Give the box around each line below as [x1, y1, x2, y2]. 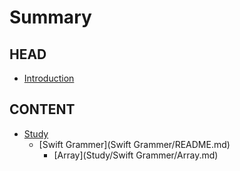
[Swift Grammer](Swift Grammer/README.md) [38, 138, 231, 150]
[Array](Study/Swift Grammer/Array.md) [53, 149, 219, 161]
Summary [9, 6, 92, 29]
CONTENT [9, 101, 76, 118]
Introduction [23, 72, 75, 84]
